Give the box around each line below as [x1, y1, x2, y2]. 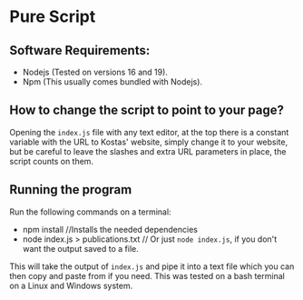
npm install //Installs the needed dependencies [22, 224, 198, 235]
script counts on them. [9, 155, 93, 166]
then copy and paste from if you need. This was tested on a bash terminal [9, 270, 286, 281]
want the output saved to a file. [22, 243, 139, 254]
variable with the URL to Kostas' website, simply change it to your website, [9, 136, 288, 147]
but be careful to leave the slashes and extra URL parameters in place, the [9, 145, 287, 156]
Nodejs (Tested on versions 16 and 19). [22, 66, 168, 77]
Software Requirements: [9, 43, 151, 58]
